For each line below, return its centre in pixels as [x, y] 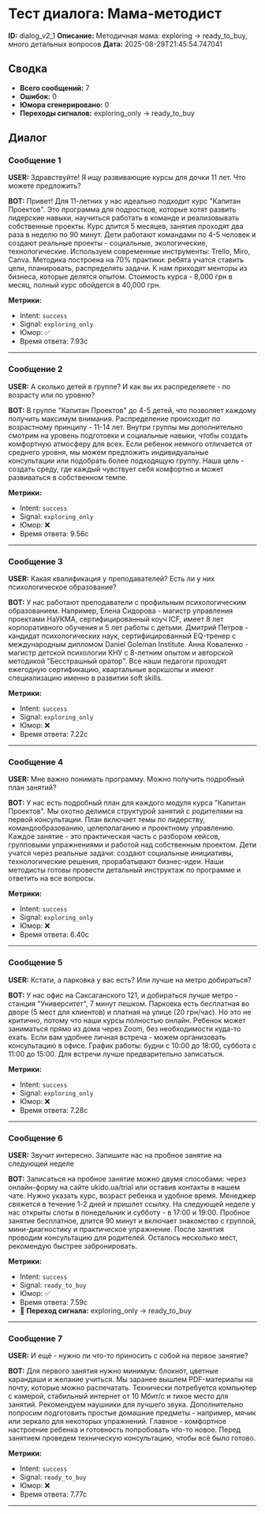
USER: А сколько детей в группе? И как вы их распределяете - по [119, 386]
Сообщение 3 [35, 562]
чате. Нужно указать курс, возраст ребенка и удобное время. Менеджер [132, 1195]
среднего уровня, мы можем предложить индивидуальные [108, 452]
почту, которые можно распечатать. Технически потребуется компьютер [132, 1388]
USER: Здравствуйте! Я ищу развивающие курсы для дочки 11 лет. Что [127, 178]
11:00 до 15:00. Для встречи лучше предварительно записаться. [116, 1054]
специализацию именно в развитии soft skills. [86, 678]
